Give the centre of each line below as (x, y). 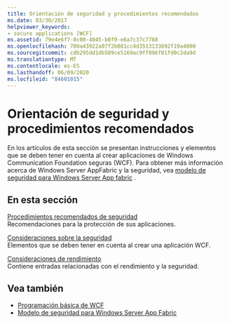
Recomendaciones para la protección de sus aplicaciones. (92, 224)
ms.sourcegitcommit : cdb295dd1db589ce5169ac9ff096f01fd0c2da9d (102, 53)
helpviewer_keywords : (39, 27)
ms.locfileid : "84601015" (45, 79)
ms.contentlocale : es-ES (43, 66)
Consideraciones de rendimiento (54, 259)
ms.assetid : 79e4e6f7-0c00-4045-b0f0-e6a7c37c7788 (83, 40)
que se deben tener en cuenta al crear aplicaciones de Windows (100, 156)
